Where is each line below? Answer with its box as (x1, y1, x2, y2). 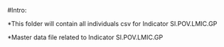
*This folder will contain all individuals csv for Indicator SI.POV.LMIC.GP (7, 20, 218, 27)
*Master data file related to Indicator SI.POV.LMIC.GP (7, 33, 164, 41)
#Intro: (7, 6, 27, 14)
